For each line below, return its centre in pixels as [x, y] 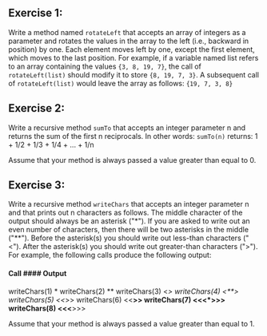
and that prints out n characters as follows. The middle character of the [126, 213]
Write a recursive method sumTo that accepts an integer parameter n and [127, 128]
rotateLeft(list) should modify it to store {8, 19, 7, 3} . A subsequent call [134, 74]
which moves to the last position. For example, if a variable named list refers [133, 57]
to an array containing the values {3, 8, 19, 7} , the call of [105, 66]
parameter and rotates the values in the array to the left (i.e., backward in [129, 41]
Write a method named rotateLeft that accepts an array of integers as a [127, 32]
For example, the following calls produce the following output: [110, 255]
